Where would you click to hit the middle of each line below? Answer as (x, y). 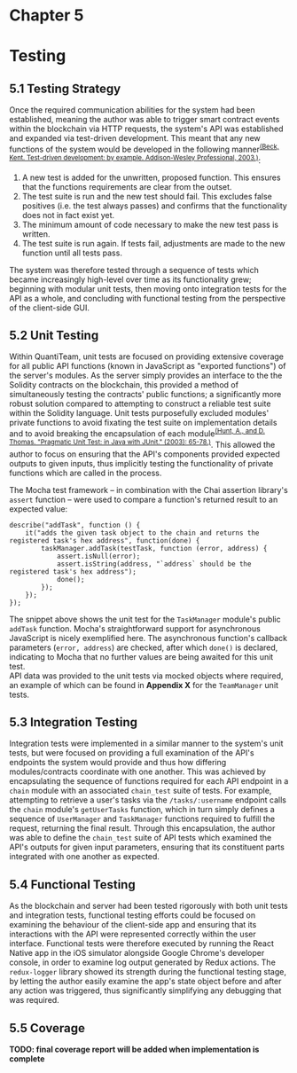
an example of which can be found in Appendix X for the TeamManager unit (144, 685)
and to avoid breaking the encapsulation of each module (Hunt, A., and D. (137, 433)
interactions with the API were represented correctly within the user (133, 934)
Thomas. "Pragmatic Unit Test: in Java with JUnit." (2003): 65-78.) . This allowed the (142, 443)
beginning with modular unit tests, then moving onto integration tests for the (148, 288)
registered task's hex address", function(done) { (105, 540)
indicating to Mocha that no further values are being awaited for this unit (141, 656)
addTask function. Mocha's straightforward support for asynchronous (135, 628)
